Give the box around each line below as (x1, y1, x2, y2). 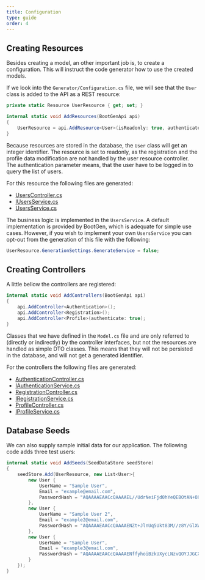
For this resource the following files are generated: (6, 179, 133, 187)
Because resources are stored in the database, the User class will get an (6, 141, 187, 149)
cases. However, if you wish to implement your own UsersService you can (6, 229, 192, 236)
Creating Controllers (6, 264, 86, 275)
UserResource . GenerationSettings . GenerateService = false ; (6, 247, 160, 254)
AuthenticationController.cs (15, 375, 84, 382)
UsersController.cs (15, 191, 63, 199)
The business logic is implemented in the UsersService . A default (6, 216, 170, 223)
